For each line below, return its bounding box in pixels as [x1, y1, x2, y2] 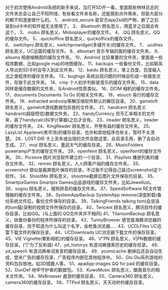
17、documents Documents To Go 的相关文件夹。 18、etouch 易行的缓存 [5, 92, 155, 97]
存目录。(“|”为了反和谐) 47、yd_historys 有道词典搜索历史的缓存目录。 [5, 242, 150, 247]
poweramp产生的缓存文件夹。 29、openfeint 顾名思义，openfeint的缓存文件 [5, 148, 162, 154]
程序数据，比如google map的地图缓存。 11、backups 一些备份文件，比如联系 [5, 60, 163, 66]
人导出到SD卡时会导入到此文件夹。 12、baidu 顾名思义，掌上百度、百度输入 [5, 67, 161, 72]
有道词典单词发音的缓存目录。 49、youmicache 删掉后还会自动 [28, 248, 158, 254]
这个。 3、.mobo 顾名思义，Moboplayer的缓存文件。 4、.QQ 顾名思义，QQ [5, 29, 160, 35]
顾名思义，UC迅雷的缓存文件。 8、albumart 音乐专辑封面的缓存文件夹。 [5, 48, 153, 54]
